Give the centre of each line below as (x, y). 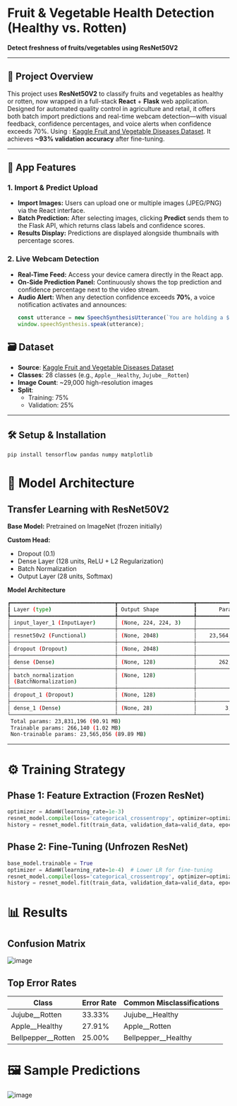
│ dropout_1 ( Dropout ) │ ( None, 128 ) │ (102, 695)
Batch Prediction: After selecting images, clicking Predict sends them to (123, 218)
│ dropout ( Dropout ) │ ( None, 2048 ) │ (102, 649)
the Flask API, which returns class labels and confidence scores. (111, 226)
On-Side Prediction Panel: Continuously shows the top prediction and (120, 282)
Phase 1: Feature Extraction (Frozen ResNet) (106, 795)
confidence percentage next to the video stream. (89, 289)
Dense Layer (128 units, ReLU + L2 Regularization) (91, 561)
